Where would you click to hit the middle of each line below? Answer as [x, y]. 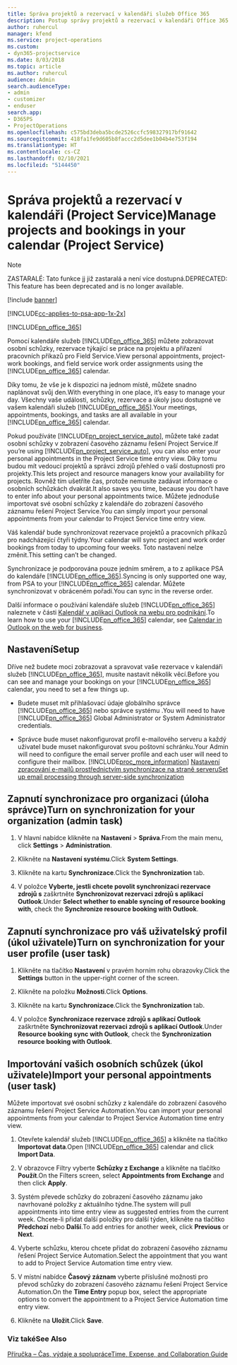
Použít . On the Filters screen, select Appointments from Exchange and [121, 1175]
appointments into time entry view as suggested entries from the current [123, 1212]
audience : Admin [31, 80]
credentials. [35, 725]
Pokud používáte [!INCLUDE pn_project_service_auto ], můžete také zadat [113, 436]
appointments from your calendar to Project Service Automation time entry [116, 1117]
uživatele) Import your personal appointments [109, 1075]
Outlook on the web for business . [56, 627]
